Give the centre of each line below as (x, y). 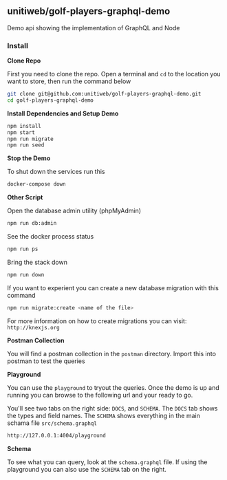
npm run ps (23, 249)
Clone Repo (24, 61)
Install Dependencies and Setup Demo (63, 113)
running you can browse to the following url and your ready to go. (100, 395)
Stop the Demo (29, 158)
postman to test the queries (46, 361)
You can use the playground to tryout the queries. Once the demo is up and (113, 387)
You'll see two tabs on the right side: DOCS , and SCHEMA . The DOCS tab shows (112, 408)
